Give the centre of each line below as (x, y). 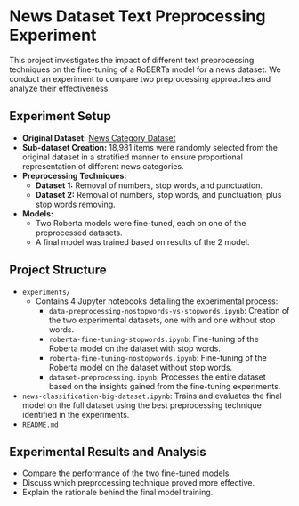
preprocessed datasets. (79, 233)
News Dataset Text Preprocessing (137, 16)
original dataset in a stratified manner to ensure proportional (132, 157)
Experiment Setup (60, 116)
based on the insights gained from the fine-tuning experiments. (165, 386)
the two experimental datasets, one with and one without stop (162, 320)
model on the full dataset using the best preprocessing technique (142, 405)
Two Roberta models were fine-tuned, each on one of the (141, 223)
